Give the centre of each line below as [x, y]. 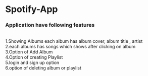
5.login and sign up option [32, 63]
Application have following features [50, 25]
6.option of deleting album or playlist [43, 68]
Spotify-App [32, 9]
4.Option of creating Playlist [34, 57]
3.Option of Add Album [29, 52]
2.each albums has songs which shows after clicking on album [70, 47]
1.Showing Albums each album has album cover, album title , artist [74, 41]
